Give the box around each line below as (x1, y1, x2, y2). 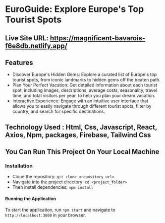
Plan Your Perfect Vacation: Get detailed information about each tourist (12, 82, 158, 88)
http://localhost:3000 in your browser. (5, 212, 86, 218)
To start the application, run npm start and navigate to (5, 207, 115, 213)
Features (5, 58, 33, 67)
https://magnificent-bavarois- (50, 34, 146, 42)
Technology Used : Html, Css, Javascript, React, (5, 123, 158, 131)
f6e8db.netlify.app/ (5, 41, 68, 50)
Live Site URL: (5, 34, 49, 42)
